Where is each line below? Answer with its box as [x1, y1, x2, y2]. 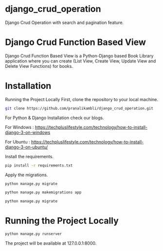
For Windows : [5, 124, 34, 130]
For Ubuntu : [5, 139, 30, 145]
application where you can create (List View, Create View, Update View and [5, 58, 156, 64]
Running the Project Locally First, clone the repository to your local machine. [5, 96, 159, 102]
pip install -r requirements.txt [5, 163, 73, 168]
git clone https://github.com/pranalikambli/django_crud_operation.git [5, 106, 153, 111]
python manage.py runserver [5, 231, 62, 236]
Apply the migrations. [5, 172, 48, 178]
